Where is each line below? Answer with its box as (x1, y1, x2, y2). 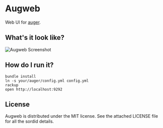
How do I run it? (5, 61, 54, 69)
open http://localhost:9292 (5, 87, 63, 92)
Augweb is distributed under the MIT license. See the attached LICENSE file (5, 113, 158, 119)
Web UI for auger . (5, 19, 41, 25)
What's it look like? (5, 33, 65, 42)
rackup (5, 82, 19, 88)
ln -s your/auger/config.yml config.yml (5, 78, 89, 83)
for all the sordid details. (5, 119, 54, 125)
